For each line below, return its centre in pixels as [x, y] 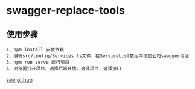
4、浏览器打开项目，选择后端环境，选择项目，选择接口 [64, 69]
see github [20, 80]
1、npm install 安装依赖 [35, 49]
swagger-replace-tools [66, 11]
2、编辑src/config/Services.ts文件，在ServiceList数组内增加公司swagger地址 [97, 56]
